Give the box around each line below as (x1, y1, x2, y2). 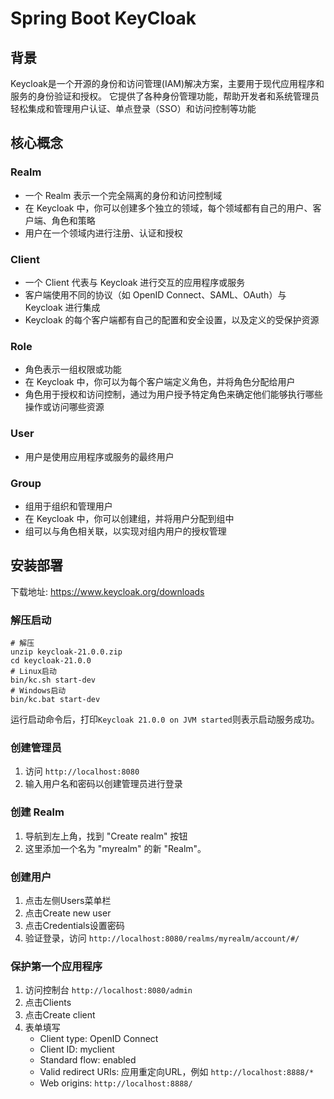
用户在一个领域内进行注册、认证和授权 (24, 227, 183, 239)
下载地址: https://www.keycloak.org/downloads (10, 585, 205, 597)
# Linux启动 (10, 666, 57, 676)
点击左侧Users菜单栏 (24, 894, 112, 906)
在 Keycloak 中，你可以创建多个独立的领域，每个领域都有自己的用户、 (24, 202, 313, 214)
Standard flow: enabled (39, 1054, 137, 1066)
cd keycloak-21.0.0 (10, 655, 92, 666)
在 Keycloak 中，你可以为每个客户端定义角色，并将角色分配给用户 (24, 376, 296, 388)
